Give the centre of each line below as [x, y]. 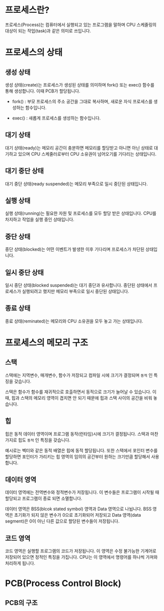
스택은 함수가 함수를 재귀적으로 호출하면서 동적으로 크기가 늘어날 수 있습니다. [78, 392]
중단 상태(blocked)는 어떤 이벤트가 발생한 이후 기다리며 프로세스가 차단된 [75, 249]
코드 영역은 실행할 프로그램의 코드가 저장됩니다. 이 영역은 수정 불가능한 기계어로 [81, 551]
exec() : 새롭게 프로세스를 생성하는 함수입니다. [57, 118]
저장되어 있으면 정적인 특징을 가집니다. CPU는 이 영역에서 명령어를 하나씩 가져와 [82, 557]
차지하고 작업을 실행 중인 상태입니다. [40, 220]
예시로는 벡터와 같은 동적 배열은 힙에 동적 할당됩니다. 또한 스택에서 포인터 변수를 [82, 450]
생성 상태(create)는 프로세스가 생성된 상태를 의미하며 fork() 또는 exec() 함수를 [80, 85]
